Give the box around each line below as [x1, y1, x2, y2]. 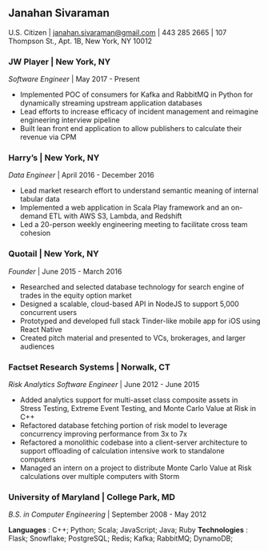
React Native [19, 324, 62, 334]
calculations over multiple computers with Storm [19, 472, 180, 481]
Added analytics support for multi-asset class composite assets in [19, 395, 238, 405]
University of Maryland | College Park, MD [8, 491, 176, 502]
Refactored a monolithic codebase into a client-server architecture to [19, 437, 248, 447]
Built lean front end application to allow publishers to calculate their [19, 124, 242, 134]
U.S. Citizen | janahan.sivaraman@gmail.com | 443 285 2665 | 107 [8, 27, 227, 37]
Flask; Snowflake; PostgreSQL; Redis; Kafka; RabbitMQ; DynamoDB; [8, 533, 234, 543]
